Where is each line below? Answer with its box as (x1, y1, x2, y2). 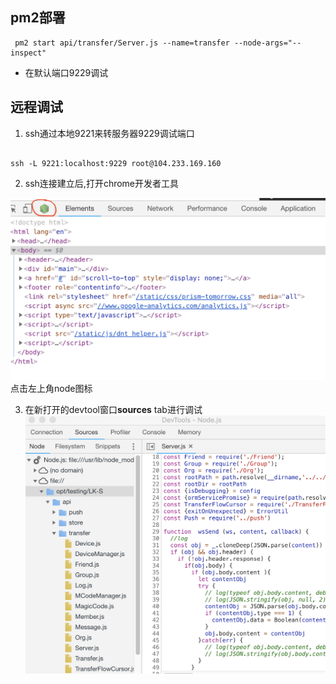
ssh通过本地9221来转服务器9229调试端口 (24, 127, 195, 139)
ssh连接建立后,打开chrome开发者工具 (24, 177, 180, 189)
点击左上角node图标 (10, 383, 93, 394)
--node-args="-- (233, 38, 302, 48)
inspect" (10, 48, 47, 58)
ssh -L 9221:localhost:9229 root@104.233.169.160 (10, 158, 222, 168)
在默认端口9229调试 (24, 66, 109, 78)
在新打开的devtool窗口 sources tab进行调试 (24, 404, 203, 415)
